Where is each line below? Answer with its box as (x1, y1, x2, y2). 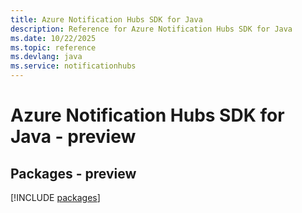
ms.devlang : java (10, 52, 83, 62)
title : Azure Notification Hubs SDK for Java (10, 14, 203, 25)
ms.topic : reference (10, 42, 97, 53)
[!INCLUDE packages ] (10, 192, 101, 203)
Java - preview (10, 126, 137, 148)
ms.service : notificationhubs (10, 61, 137, 71)
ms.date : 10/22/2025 (10, 33, 97, 43)
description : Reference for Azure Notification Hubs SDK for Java (10, 24, 293, 34)
